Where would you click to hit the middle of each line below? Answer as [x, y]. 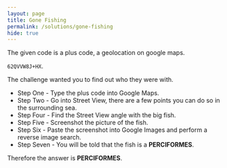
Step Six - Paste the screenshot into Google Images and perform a [112, 130]
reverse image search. [49, 137]
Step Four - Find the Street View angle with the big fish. [96, 115]
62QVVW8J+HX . [25, 66]
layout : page [26, 14]
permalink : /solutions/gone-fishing [60, 26]
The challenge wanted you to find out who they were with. [90, 80]
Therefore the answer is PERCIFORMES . [65, 158]
